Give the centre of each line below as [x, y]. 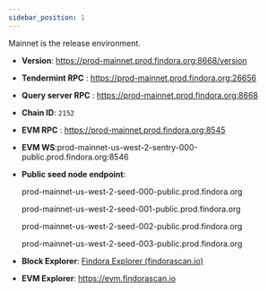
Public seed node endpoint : [73, 174]
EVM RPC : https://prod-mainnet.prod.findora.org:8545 [123, 130]
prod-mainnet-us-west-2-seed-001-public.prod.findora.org [131, 209]
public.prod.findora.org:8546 [75, 157]
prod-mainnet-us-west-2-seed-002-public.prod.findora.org [132, 226]
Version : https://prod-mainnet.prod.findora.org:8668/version [134, 60]
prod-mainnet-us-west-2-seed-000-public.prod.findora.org [132, 191]
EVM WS [38, 147]
